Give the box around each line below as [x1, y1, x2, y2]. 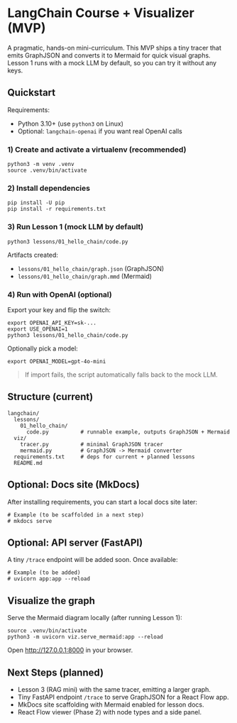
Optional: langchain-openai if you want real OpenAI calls [17, 126, 183, 136]
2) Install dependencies [7, 183, 91, 193]
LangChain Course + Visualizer [7, 5, 195, 21]
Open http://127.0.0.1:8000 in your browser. [7, 646, 133, 654]
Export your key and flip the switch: [7, 305, 111, 314]
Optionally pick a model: [7, 344, 78, 353]
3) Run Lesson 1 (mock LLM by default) [7, 222, 144, 232]
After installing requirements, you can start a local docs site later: [7, 497, 197, 506]
